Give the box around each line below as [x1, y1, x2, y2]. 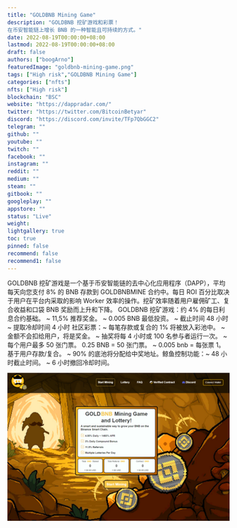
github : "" [7, 131, 39, 138]
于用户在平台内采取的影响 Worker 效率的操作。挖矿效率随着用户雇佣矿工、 [7, 296, 224, 305]
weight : [7, 220, 30, 228]
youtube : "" [7, 138, 42, 145]
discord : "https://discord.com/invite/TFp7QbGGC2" [7, 116, 159, 123]
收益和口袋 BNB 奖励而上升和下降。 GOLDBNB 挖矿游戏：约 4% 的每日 [13, 305, 219, 314]
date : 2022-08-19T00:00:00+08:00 [7, 34, 106, 41]
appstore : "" [7, 205, 46, 212]
